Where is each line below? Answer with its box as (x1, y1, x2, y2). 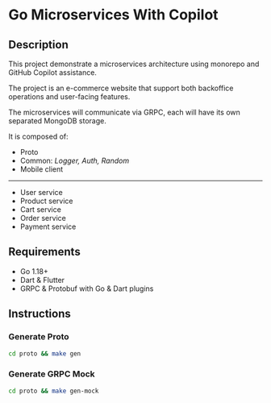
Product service (19, 196, 73, 206)
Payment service (19, 222, 77, 231)
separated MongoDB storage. (8, 116, 107, 126)
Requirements (8, 245, 81, 259)
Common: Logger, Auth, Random (19, 156, 130, 165)
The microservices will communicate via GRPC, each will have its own (8, 107, 240, 117)
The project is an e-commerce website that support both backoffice (8, 83, 234, 93)
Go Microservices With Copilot (8, 6, 219, 24)
